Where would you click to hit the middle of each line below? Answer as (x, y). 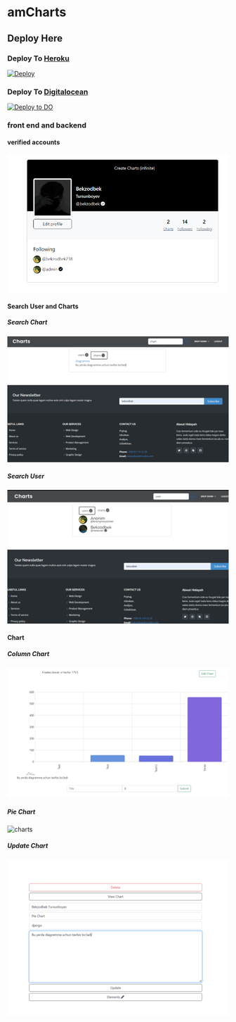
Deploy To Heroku (39, 58)
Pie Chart (21, 812)
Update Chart (28, 845)
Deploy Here (35, 38)
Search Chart (27, 322)
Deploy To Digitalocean (48, 92)
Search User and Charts (43, 306)
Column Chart (28, 654)
